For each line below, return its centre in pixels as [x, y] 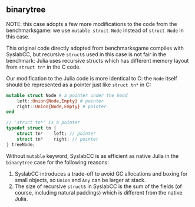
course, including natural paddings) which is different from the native [98, 192]
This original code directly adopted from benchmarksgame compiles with [95, 48]
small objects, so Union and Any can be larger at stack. [80, 180]
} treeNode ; [21, 144]
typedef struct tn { [32, 128]
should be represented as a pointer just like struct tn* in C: [79, 85]
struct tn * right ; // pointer [58, 139]
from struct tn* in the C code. [44, 67]
